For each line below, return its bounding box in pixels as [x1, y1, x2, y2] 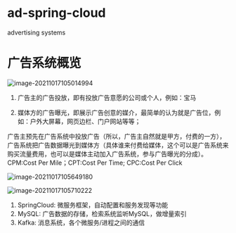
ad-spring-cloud [7, 5, 106, 21]
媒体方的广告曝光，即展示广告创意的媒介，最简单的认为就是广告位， [17, 108, 215, 117]
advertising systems [7, 28, 66, 37]
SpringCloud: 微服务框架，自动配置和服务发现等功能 [17, 201, 169, 209]
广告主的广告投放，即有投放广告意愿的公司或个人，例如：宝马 [17, 93, 197, 101]
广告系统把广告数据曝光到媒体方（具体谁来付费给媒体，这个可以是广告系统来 [7, 141, 229, 149]
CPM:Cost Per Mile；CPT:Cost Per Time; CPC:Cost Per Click [7, 158, 183, 167]
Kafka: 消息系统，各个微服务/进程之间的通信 [17, 218, 145, 227]
